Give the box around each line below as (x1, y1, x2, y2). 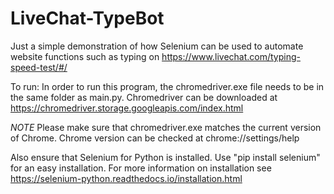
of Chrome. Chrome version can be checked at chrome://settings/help (10, 132, 300, 144)
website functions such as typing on (10, 50, 160, 62)
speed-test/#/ (10, 61, 68, 73)
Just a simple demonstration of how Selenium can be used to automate (10, 40, 304, 52)
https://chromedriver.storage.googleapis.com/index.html (10, 102, 244, 114)
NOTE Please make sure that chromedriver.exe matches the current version (10, 121, 322, 133)
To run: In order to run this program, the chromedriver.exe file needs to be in (10, 80, 325, 92)
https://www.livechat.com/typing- (161, 50, 301, 62)
